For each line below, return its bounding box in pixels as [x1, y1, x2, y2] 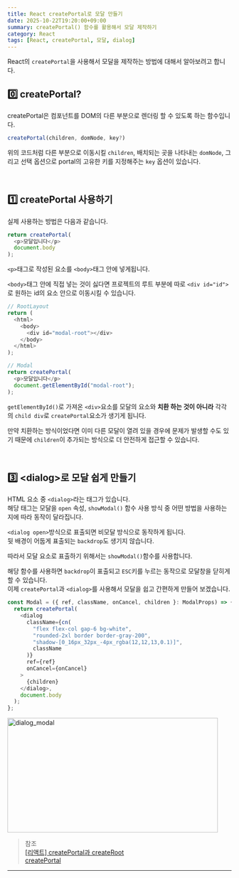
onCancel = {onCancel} [26, 665, 87, 673]
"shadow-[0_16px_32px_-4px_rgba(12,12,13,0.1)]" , [33, 638, 183, 646]
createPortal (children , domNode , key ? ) [7, 134, 126, 141]
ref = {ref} [26, 658, 55, 665]
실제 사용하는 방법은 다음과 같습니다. [7, 217, 108, 225]
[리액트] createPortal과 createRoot [24, 848, 124, 857]
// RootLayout [7, 303, 50, 310]
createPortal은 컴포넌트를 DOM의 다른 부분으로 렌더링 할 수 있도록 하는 [7, 111, 206, 119]
